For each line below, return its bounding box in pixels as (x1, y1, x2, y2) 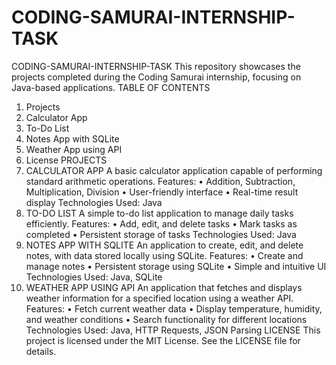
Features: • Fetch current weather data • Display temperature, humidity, (25, 302, 323, 315)
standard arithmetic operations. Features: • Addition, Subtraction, (25, 175, 296, 187)
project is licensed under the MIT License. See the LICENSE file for (25, 334, 301, 346)
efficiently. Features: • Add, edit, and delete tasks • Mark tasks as (25, 217, 298, 230)
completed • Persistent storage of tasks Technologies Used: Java (25, 228, 297, 240)
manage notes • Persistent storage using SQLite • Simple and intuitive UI (25, 260, 327, 272)
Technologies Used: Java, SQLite (25, 271, 163, 283)
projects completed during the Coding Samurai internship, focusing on (11, 71, 302, 83)
